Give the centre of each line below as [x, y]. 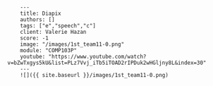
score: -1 [35, 38]
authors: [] [37, 20]
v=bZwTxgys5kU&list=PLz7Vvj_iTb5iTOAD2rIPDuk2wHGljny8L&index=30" [107, 63]
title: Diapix [41, 13]
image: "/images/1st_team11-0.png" [72, 44]
